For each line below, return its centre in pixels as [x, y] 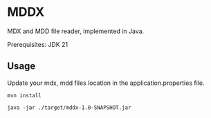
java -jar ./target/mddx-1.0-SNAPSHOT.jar [69, 108]
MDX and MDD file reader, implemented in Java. [76, 31]
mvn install [24, 95]
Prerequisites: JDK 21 [37, 44]
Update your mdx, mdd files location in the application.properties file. [106, 83]
